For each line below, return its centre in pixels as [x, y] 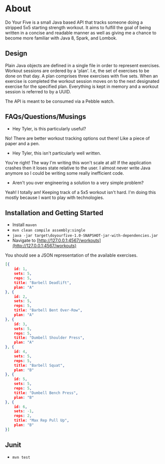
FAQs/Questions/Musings [46, 117]
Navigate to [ [25, 240]
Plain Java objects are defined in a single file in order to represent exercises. [82, 65]
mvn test [21, 457]
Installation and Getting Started [54, 213]
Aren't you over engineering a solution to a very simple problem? [78, 183]
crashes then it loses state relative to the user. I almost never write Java [78, 168]
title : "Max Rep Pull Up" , [42, 421]
